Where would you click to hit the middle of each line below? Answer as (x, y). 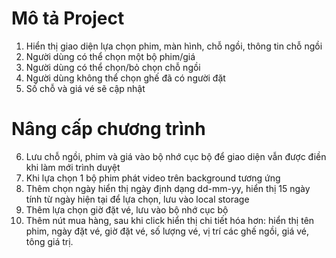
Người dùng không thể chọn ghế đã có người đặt (125, 78)
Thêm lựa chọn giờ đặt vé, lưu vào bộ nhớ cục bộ (127, 209)
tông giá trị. (49, 241)
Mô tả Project (68, 18)
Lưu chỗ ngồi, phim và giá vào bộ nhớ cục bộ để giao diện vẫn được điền (176, 156)
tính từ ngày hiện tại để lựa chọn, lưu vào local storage (137, 199)
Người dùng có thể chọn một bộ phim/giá (110, 56)
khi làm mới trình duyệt (73, 167)
